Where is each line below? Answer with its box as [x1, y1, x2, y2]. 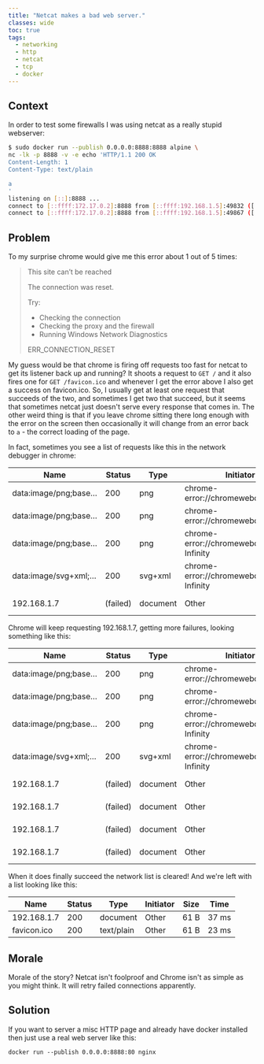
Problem [8, 231, 51, 244]
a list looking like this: [8, 880, 78, 890]
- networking [15, 41, 58, 49]
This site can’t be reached [27, 267, 112, 276]
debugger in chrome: [8, 450, 76, 461]
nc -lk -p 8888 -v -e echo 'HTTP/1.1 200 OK [8, 151, 156, 159]
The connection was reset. [27, 283, 114, 292]
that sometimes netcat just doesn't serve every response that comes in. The [8, 402, 255, 412]
